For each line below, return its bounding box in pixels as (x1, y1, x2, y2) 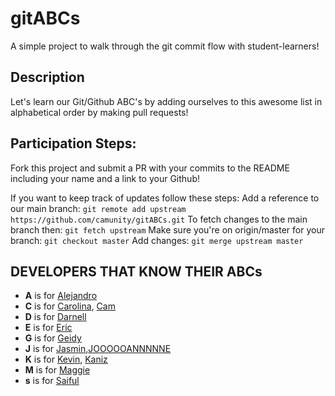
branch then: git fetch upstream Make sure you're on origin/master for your (10, 223, 325, 236)
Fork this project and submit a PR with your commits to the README (10, 162, 290, 174)
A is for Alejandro (24, 290, 98, 302)
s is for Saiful (24, 375, 80, 387)
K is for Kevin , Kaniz (24, 353, 108, 366)
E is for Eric (24, 322, 73, 334)
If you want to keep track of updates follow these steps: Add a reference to (10, 192, 320, 204)
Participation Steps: (10, 135, 137, 152)
